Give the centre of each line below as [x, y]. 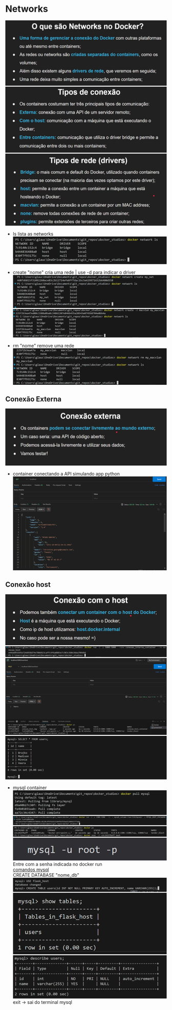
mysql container [30, 788]
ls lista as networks [33, 234]
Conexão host [28, 585]
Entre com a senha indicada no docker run [57, 864]
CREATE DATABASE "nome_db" [46, 875]
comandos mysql [31, 870]
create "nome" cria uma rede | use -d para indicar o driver [74, 273]
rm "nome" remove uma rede [43, 346]
